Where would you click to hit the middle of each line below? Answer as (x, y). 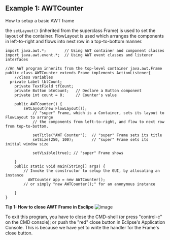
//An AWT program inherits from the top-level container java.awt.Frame (84, 68)
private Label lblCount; (36, 82)
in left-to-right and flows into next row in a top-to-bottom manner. (74, 41)
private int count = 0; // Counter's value (65, 95)
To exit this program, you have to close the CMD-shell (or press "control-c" (84, 217)
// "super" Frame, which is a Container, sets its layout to (98, 113)
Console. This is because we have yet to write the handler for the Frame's (82, 227)
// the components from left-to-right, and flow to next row (98, 122)
